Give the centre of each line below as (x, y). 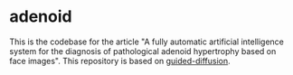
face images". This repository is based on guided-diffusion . (120, 61)
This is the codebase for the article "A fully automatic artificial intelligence (147, 42)
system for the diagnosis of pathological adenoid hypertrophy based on (143, 51)
